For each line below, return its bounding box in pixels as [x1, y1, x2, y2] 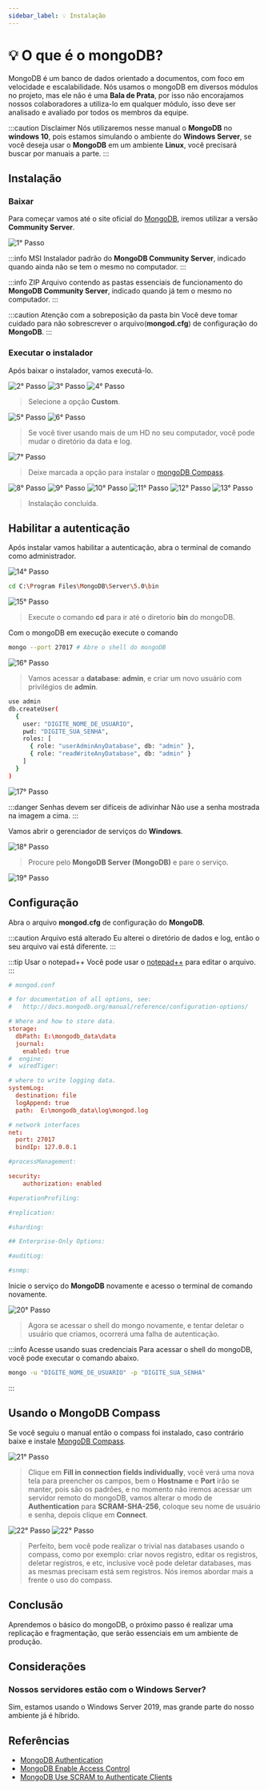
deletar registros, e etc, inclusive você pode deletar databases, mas [27, 1557, 252, 1568]
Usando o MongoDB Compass [8, 1407, 161, 1420]
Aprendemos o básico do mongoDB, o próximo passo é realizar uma [8, 1619, 234, 1629]
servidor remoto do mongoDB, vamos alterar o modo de [27, 1492, 213, 1502]
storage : [8, 1025, 38, 1033]
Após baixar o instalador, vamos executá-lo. [8, 366, 154, 375]
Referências [8, 1734, 70, 1747]
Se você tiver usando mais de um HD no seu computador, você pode [27, 427, 255, 437]
